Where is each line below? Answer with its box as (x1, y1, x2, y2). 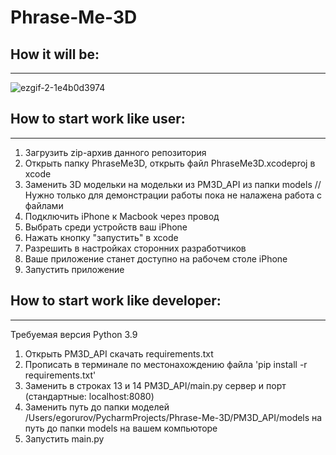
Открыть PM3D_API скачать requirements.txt (24, 347, 214, 360)
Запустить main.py (24, 432, 105, 445)
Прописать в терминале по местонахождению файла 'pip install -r (24, 358, 308, 370)
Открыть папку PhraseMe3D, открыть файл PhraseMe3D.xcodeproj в (24, 157, 316, 169)
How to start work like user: (10, 111, 186, 128)
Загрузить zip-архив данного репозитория (24, 146, 207, 158)
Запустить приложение (24, 263, 125, 275)
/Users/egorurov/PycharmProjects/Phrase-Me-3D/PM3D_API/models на (24, 411, 323, 423)
